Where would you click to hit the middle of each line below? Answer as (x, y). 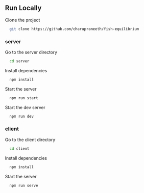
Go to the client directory (30, 139)
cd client (19, 149)
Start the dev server (25, 107)
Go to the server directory (31, 52)
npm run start (24, 98)
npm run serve (24, 185)
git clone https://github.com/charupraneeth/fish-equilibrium (74, 29)
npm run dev (22, 116)
